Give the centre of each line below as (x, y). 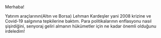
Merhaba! (15, 7)
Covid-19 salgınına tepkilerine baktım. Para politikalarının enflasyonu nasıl (78, 21)
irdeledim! (15, 31)
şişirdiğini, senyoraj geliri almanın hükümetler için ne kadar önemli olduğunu (81, 26)
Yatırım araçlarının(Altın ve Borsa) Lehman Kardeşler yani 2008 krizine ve (78, 16)
